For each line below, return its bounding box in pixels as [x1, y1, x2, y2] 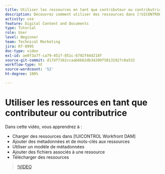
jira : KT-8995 [5, 44, 34, 49]
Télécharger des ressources [12, 154, 69, 160]
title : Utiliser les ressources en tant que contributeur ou [5, 7, 133, 12]
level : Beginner [5, 35, 38, 40]
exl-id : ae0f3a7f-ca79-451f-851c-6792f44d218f [5, 53, 102, 58]
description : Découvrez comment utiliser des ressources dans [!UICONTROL [5, 12, 162, 17]
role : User [5, 30, 27, 35]
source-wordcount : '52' [5, 67, 54, 72]
